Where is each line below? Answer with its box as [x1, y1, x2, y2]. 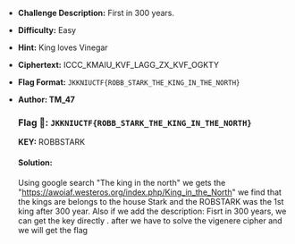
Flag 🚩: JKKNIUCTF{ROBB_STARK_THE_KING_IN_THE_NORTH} [17, 116, 252, 129]
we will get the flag [17, 224, 88, 235]
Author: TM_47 [17, 94, 76, 105]
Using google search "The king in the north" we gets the [17, 177, 226, 188]
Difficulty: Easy [17, 25, 77, 35]
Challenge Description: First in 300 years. [17, 8, 175, 18]
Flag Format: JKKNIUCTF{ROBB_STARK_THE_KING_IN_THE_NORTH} [17, 77, 240, 88]
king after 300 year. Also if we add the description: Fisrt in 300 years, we [17, 206, 287, 216]
